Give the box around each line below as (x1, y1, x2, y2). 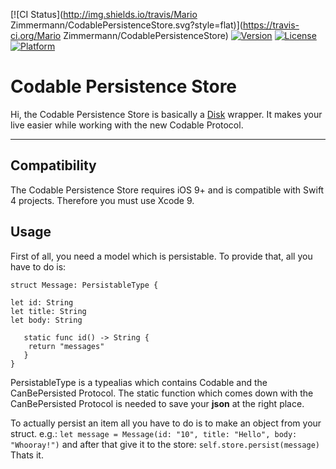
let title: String (10, 306, 87, 316)
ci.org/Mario (10, 30, 62, 41)
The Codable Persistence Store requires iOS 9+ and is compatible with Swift (10, 184, 325, 196)
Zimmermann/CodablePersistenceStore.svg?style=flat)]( (10, 19, 243, 31)
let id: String (10, 297, 74, 308)
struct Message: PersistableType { (10, 280, 159, 290)
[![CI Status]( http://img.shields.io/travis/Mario (10, 9, 198, 20)
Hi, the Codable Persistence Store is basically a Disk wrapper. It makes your (10, 108, 323, 120)
